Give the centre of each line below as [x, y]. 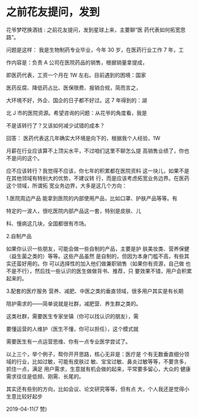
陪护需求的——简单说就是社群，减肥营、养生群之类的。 [74, 303]
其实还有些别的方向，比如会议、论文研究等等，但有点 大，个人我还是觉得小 [98, 389]
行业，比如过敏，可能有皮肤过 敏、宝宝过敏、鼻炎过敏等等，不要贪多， [103, 361]
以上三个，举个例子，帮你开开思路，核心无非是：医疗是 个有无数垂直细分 [95, 354]
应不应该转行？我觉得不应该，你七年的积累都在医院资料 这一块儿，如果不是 [98, 170]
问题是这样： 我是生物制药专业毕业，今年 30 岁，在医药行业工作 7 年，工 [95, 50]
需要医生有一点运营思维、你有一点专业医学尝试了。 [68, 341]
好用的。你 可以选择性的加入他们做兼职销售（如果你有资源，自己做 [103, 263]
